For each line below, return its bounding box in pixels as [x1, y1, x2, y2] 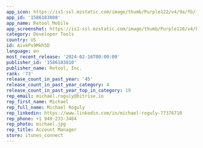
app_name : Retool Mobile [6, 20, 69, 26]
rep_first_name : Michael [6, 98, 69, 105]
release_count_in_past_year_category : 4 [6, 82, 110, 88]
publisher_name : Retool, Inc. [6, 65, 83, 71]
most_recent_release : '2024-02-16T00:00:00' [6, 54, 120, 60]
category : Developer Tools [6, 31, 74, 37]
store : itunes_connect [6, 132, 63, 139]
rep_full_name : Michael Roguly [6, 104, 85, 111]
